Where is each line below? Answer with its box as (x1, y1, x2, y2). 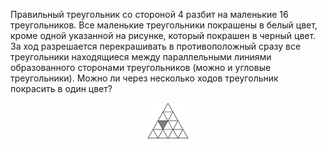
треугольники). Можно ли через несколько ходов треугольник (10, 72, 279, 84)
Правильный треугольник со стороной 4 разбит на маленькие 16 (10, 9, 289, 20)
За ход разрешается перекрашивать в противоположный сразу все (10, 40, 302, 52)
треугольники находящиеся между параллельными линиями (10, 51, 272, 63)
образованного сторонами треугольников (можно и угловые (10, 62, 272, 73)
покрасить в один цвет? (10, 83, 113, 94)
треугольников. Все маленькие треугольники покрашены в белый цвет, (10, 19, 318, 31)
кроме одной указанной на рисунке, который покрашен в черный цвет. (10, 30, 317, 41)
